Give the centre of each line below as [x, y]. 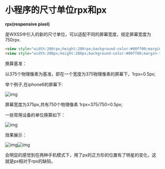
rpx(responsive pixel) [27, 24]
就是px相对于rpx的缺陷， [30, 161]
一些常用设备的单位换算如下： [35, 115]
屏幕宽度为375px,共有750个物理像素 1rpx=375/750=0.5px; [64, 104]
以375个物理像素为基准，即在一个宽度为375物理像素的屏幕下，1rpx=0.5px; [81, 74]
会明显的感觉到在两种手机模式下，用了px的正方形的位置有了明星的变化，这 [81, 155]
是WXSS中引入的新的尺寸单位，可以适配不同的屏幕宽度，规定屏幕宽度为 [78, 34]
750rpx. [13, 39]
